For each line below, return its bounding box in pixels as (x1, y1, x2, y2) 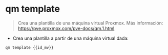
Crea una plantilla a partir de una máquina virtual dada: (12, 35, 129, 41)
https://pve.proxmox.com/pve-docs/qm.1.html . (17, 25, 116, 31)
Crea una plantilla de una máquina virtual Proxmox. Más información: (17, 20, 163, 26)
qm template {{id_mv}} (5, 45, 54, 50)
